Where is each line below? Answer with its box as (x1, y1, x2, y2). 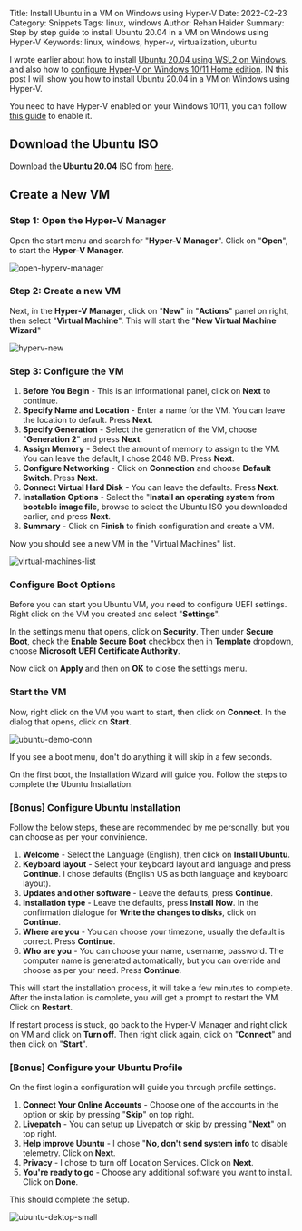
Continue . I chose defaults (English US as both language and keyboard (22, 868, 288, 879)
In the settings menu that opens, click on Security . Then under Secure (9, 626, 274, 637)
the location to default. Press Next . (22, 415, 153, 426)
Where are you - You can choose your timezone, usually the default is (22, 926, 286, 937)
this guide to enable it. (9, 111, 93, 121)
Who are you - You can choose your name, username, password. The (22, 945, 284, 956)
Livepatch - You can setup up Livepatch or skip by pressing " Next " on (22, 1118, 287, 1129)
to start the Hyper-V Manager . (9, 244, 124, 255)
